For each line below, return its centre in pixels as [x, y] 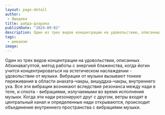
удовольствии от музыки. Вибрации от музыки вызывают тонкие [73, 76]
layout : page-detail [26, 10]
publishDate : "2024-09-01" [33, 28]
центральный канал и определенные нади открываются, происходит [78, 102]
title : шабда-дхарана [27, 23]
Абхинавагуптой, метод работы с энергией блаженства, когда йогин [77, 65]
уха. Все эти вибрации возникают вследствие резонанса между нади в [80, 86]
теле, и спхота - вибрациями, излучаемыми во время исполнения [75, 91]
